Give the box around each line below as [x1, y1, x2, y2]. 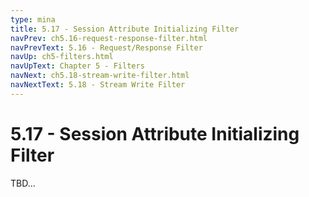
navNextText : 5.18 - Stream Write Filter [10, 80, 186, 90]
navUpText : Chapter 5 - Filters [10, 61, 145, 71]
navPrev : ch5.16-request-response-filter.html [10, 33, 208, 43]
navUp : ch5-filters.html [10, 52, 114, 62]
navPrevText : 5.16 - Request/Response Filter [10, 42, 203, 53]
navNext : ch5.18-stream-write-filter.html [10, 71, 190, 81]
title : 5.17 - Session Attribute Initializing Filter [10, 24, 240, 34]
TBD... [10, 177, 36, 189]
